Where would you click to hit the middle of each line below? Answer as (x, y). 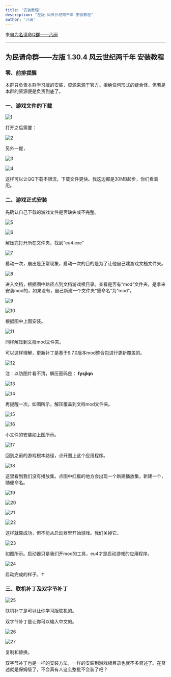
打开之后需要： (21, 128)
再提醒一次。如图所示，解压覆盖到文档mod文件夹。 (59, 404)
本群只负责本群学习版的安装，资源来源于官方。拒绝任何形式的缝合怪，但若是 (85, 85)
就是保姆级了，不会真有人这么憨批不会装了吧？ (59, 669)
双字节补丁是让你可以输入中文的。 (41, 621)
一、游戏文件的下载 (29, 106)
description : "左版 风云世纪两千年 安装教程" (49, 15)
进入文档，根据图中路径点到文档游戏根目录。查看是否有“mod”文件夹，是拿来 (85, 284)
